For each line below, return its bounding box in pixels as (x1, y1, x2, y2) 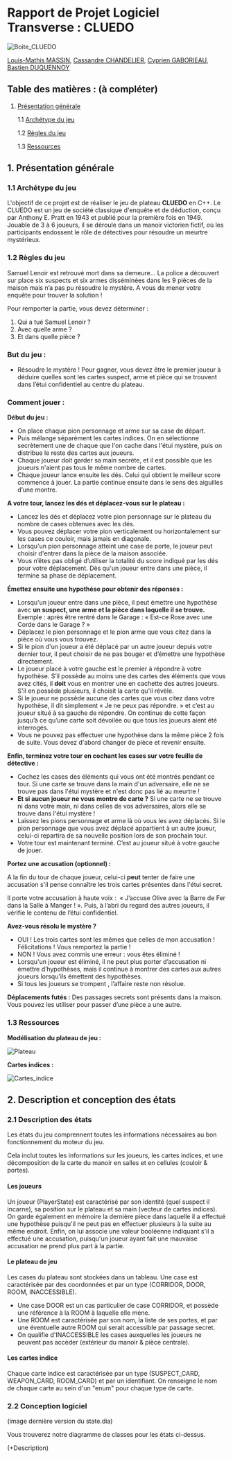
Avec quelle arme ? (17, 325, 72, 334)
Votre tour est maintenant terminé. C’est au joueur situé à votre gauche (17, 839, 220, 847)
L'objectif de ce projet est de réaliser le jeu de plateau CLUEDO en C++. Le (7, 199, 221, 207)
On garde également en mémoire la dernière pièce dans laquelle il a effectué (7, 1212, 226, 1220)
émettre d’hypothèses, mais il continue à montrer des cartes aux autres (17, 965, 221, 974)
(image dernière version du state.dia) (7, 1417, 113, 1426)
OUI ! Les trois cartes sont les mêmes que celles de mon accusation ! (17, 935, 215, 944)
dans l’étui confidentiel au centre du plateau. (17, 380, 144, 389)
